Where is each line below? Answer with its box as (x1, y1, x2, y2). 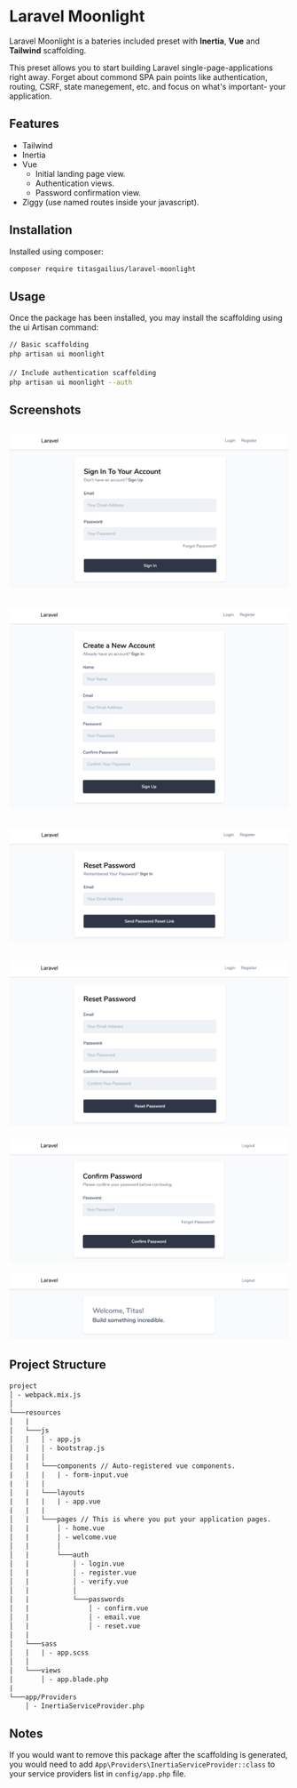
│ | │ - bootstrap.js (9, 1444, 105, 1453)
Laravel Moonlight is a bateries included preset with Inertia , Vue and (9, 36, 260, 46)
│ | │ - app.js (9, 1435, 82, 1444)
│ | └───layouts (9, 1488, 86, 1497)
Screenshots (9, 403, 82, 418)
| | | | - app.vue (9, 1497, 101, 1506)
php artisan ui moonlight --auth (9, 378, 133, 387)
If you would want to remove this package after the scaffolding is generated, (9, 1750, 288, 1760)
